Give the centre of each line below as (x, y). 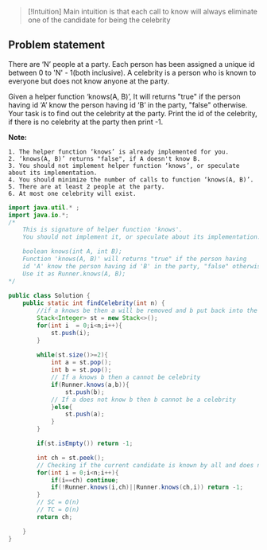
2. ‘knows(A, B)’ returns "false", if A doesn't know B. (104, 158)
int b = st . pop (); (81, 370)
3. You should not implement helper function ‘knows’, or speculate (124, 166)
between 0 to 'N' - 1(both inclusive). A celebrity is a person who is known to (132, 72)
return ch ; (55, 517)
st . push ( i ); (70, 333)
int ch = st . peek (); (71, 458)
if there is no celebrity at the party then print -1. (86, 122)
